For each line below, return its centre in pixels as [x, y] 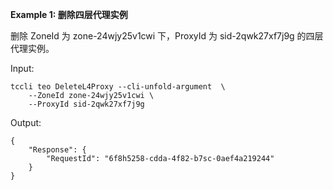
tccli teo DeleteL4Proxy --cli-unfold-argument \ [118, 87]
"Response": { [57, 150]
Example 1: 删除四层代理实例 [69, 14]
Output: [26, 122]
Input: [22, 68]
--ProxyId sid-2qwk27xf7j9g [86, 104]
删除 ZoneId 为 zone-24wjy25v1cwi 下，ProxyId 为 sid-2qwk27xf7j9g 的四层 [167, 36]
